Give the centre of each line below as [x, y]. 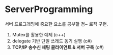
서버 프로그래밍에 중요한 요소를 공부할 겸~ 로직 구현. [56, 24]
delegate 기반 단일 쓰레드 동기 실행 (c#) [52, 41]
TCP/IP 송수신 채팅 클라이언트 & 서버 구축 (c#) [58, 47]
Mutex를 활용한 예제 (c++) [39, 34]
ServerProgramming [49, 9]
